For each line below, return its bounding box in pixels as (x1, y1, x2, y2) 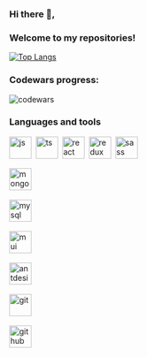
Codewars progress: (9, 74, 99, 87)
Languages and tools (9, 116, 102, 128)
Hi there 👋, (9, 8, 56, 20)
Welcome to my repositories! (9, 31, 136, 43)
